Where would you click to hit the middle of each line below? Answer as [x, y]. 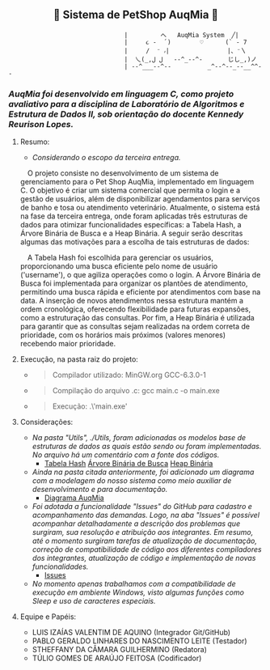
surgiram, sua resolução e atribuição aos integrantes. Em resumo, [143, 532]
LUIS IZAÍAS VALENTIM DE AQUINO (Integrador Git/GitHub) [131, 633]
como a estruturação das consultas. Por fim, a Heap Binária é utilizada [137, 318]
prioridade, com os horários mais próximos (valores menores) [123, 335]
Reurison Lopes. [41, 124]
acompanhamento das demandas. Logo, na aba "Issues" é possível [146, 515]
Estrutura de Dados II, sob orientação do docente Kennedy [126, 114]
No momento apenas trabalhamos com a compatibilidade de [134, 584]
